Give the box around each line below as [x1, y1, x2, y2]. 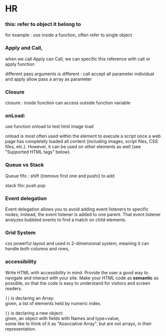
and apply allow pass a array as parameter [5, 76, 92, 82]
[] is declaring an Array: [5, 295, 55, 301]
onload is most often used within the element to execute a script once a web [5, 133, 161, 139]
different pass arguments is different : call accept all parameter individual [5, 71, 155, 77]
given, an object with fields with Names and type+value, [5, 315, 120, 321]
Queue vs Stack [5, 161, 44, 168]
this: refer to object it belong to [5, 21, 81, 28]
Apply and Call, [5, 44, 43, 51]
